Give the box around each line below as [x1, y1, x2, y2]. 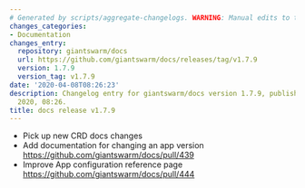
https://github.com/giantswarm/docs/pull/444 [22, 169, 195, 180]
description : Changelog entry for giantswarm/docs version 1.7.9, [9, 89, 266, 98]
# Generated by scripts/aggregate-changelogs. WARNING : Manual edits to [9, 13, 290, 23]
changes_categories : [9, 22, 88, 31]
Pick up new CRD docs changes [22, 130, 143, 141]
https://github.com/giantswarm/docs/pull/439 [22, 150, 195, 161]
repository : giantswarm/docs [17, 47, 128, 56]
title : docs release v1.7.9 [9, 106, 116, 115]
